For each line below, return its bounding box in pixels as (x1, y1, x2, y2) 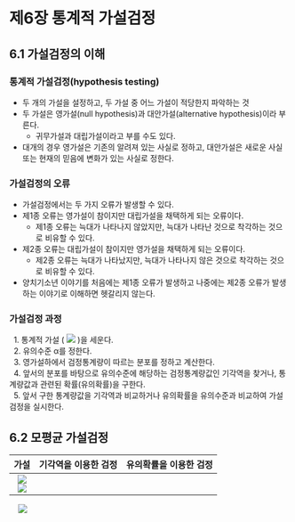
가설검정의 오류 (9, 177, 71, 190)
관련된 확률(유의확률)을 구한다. (39, 379, 147, 390)
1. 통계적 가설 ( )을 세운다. (12, 335, 114, 346)
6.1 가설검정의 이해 (9, 46, 106, 61)
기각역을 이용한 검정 (38, 459, 118, 471)
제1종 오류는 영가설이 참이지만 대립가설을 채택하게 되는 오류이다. (21, 210, 244, 221)
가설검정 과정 (9, 313, 62, 325)
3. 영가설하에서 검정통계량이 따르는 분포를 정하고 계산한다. (12, 357, 215, 368)
